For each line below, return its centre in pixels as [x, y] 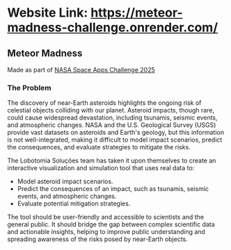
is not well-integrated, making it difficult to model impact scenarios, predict [115, 140]
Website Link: [48, 13]
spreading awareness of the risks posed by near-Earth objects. [97, 239]
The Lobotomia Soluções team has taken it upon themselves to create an [112, 160]
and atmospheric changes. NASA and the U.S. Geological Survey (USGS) [112, 125]
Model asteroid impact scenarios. [65, 181]
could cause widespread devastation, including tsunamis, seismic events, [112, 118]
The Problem [30, 87]
